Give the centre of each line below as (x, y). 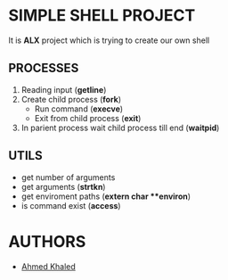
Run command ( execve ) (79, 109)
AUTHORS (47, 241)
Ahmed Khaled (49, 266)
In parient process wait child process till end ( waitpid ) (120, 128)
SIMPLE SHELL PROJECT (102, 16)
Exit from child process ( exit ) (88, 118)
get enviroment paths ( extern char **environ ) (106, 196)
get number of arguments (68, 177)
